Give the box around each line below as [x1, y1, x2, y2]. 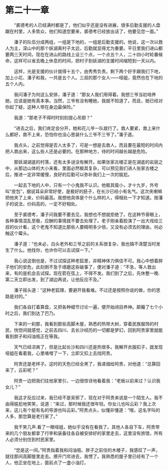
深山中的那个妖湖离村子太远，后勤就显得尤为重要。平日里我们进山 [22, 45, 158, 51]
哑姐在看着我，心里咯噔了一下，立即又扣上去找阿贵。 [5, 350, 115, 356]
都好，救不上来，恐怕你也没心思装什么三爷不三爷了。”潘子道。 [9, 131, 136, 137]
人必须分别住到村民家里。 [5, 436, 58, 442]
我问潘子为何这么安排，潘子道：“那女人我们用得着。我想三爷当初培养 [13, 91, 156, 97]
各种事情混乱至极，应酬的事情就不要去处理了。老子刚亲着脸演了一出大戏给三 [5, 217, 163, 223]
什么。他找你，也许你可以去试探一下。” [13, 247, 93, 253]
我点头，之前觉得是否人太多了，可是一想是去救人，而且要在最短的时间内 [13, 142, 163, 148]
